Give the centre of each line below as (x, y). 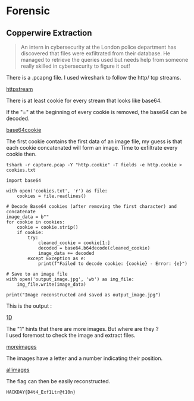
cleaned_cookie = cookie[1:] (74, 243)
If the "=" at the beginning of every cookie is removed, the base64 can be (97, 112)
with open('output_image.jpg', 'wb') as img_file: (70, 279)
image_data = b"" (28, 217)
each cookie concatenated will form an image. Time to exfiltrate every (92, 148)
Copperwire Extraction (49, 33)
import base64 (24, 181)
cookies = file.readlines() (51, 196)
